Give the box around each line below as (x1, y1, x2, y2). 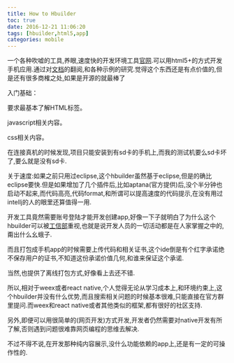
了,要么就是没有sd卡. (7, 157, 68, 165)
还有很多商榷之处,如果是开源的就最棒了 (13, 74, 126, 83)
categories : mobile (7, 36, 64, 43)
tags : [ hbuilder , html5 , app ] (7, 29, 89, 37)
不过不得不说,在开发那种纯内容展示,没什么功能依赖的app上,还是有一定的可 (7, 340, 220, 348)
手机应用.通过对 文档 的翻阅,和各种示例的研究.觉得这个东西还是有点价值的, (7, 65, 217, 73)
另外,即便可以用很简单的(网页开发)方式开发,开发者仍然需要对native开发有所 (7, 316, 223, 325)
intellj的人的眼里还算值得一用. (7, 198, 92, 206)
